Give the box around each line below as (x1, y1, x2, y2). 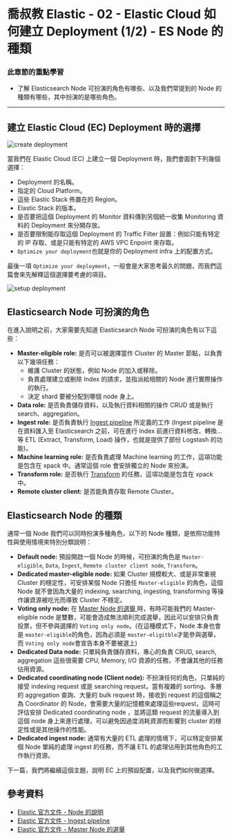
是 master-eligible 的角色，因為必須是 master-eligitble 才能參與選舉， (17, 630, 220, 638)
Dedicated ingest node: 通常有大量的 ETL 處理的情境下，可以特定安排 (17, 734, 217, 742)
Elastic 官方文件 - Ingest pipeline (17, 816, 110, 825)
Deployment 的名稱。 (17, 178, 78, 187)
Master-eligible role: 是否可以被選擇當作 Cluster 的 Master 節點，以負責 (17, 349, 223, 357)
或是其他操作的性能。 (29, 725, 90, 734)
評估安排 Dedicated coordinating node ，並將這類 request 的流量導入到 (17, 708, 220, 716)
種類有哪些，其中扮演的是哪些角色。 (17, 93, 121, 101)
